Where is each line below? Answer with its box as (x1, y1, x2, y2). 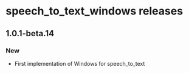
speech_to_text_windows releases (5, 4, 184, 18)
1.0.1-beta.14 (5, 28, 55, 39)
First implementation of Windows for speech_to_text (14, 60, 145, 67)
